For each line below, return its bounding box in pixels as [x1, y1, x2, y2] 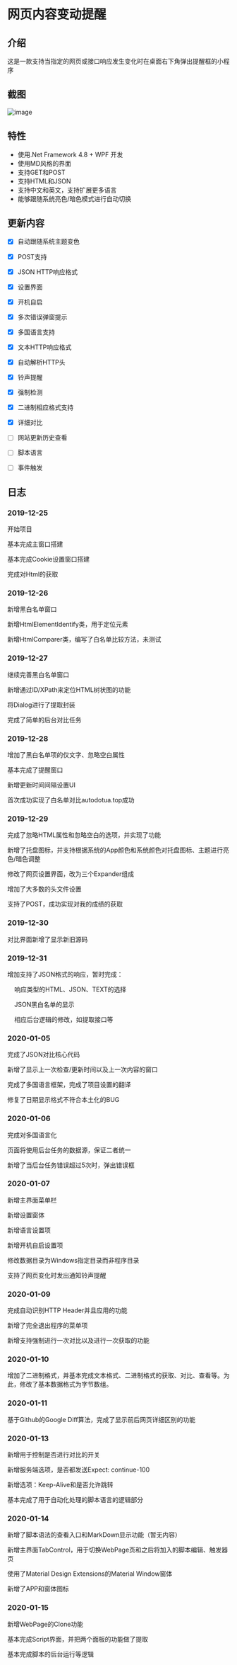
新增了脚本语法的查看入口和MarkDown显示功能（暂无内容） [7, 1530, 181, 1539]
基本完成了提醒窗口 [7, 766, 63, 774]
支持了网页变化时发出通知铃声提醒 [7, 1271, 107, 1279]
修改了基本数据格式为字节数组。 [19, 1380, 113, 1389]
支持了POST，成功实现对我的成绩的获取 [7, 900, 123, 909]
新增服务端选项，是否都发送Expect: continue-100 [7, 1465, 150, 1474]
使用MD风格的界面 [17, 159, 72, 167]
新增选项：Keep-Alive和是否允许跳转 [7, 1480, 114, 1489]
